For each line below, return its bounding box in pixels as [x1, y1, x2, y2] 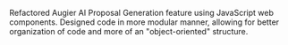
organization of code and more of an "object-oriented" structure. [9, 26, 249, 36]
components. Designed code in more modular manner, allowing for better [9, 17, 280, 27]
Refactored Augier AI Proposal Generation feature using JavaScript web [9, 8, 275, 18]
